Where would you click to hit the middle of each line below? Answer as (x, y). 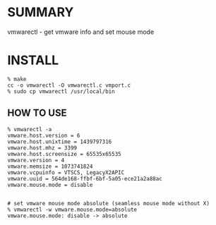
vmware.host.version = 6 (44, 135)
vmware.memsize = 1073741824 (50, 166)
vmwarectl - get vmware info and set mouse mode (81, 32)
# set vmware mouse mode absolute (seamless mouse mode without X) (109, 203)
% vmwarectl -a (30, 129)
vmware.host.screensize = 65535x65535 (64, 154)
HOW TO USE (37, 113)
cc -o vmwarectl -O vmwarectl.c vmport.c (69, 85)
